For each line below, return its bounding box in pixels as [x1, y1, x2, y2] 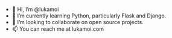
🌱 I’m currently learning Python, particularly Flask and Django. [11, 12, 167, 19]
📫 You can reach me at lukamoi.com [11, 25, 104, 33]
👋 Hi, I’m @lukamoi [11, 6, 59, 13]
